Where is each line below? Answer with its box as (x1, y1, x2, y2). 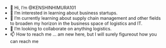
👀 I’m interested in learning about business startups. (10, 10, 118, 16)
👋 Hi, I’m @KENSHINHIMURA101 (10, 5, 76, 10)
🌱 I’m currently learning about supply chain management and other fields (10, 15, 161, 21)
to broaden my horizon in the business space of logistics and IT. (10, 20, 143, 26)
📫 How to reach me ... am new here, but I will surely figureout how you (10, 31, 157, 37)
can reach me (10, 39, 39, 44)
